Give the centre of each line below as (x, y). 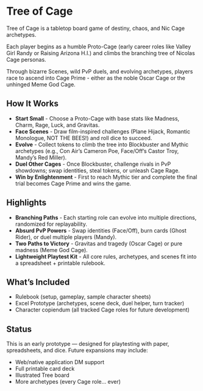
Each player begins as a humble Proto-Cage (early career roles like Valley (99, 47)
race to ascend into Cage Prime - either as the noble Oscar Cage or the (96, 78)
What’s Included (38, 282)
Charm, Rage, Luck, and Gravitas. (57, 125)
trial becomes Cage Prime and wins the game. (73, 183)
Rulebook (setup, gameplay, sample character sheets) (83, 297)
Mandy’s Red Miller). (41, 157)
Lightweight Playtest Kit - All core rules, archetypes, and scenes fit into (106, 256)
